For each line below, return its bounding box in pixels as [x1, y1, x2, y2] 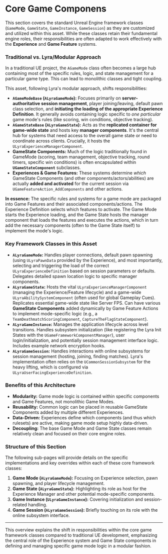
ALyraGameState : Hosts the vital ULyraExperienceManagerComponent [12, 284, 147, 290]
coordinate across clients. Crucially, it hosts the [12, 138, 110, 144]
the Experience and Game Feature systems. [5, 41, 97, 47]
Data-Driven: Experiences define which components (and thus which [12, 414, 156, 420]
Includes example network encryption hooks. [12, 342, 106, 348]
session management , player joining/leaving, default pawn [40, 101, 163, 107]
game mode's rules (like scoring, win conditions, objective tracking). [12, 117, 153, 123]
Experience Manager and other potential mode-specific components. [12, 491, 155, 497]
